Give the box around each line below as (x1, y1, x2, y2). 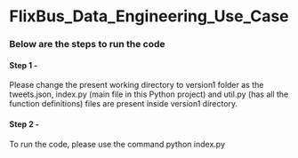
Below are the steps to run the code (9, 38, 166, 51)
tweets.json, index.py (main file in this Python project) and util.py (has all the (9, 89, 289, 99)
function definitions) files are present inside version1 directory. (9, 99, 238, 109)
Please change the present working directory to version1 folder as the (9, 80, 264, 91)
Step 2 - (9, 118, 40, 130)
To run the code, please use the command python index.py (9, 138, 225, 149)
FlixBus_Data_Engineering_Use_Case (9, 6, 289, 27)
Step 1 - (9, 59, 38, 70)
